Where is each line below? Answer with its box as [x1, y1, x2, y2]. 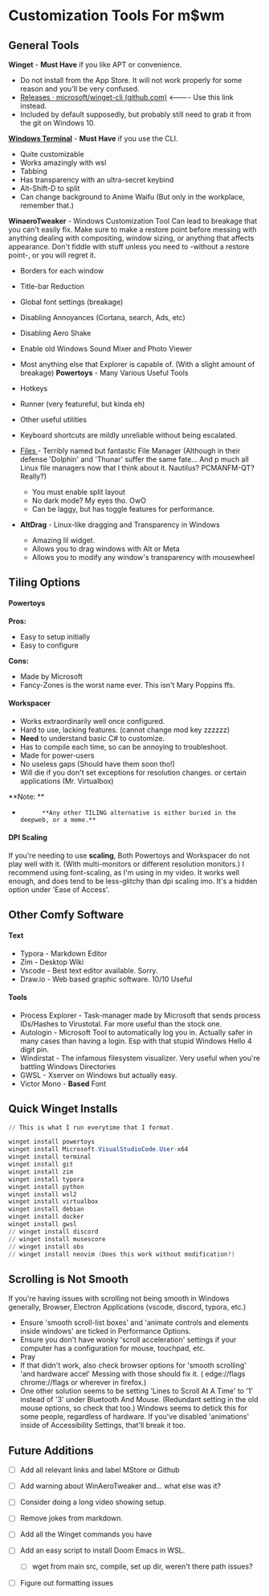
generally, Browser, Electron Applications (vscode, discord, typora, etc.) [8, 1302, 247, 1312]
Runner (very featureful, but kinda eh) [19, 399, 145, 409]
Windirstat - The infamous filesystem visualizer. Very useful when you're [19, 1053, 261, 1063]
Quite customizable [19, 150, 84, 158]
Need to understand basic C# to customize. [19, 733, 165, 742]
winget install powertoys [8, 1137, 95, 1146]
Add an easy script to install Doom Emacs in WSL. [19, 1545, 185, 1555]
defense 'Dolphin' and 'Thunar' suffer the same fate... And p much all [19, 455, 249, 464]
